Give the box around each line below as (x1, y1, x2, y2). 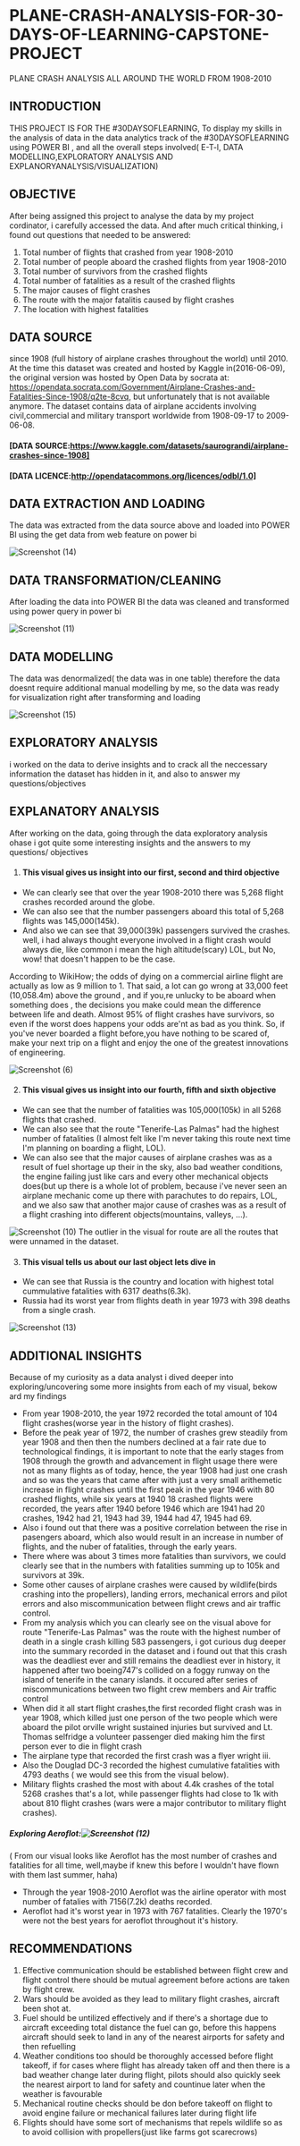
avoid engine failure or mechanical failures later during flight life (21, 2108, 257, 2118)
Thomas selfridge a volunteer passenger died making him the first (21, 1732, 265, 1743)
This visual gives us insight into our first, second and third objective (21, 867, 279, 878)
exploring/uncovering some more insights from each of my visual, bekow (9, 1381, 279, 1392)
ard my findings (9, 1391, 67, 1402)
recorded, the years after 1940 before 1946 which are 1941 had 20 (21, 1504, 265, 1514)
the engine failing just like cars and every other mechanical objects (21, 1171, 269, 1182)
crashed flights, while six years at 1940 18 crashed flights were (21, 1494, 254, 1505)
